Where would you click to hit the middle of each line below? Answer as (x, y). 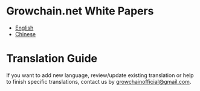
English (24, 28)
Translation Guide (52, 59)
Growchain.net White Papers (80, 11)
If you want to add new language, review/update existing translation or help (100, 75)
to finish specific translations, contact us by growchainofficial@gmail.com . (99, 81)
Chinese (25, 34)
